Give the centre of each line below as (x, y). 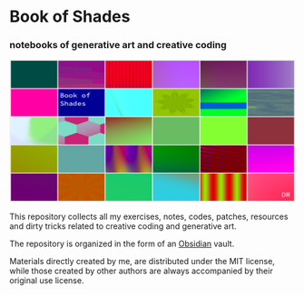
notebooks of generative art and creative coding (118, 45)
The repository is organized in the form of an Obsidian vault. (122, 244)
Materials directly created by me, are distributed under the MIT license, (142, 262)
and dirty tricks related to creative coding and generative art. (123, 226)
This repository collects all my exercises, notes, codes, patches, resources (149, 217)
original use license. (47, 281)
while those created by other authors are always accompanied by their (142, 271)
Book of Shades (70, 17)
